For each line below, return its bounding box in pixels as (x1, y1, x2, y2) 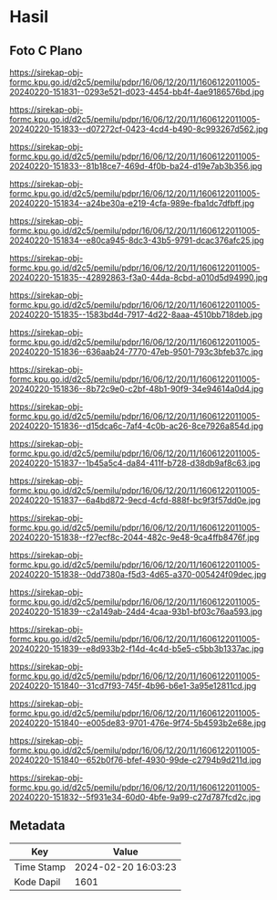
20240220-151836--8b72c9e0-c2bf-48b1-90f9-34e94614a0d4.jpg (9, 384, 264, 394)
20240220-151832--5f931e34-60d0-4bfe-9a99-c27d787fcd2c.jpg (9, 792, 262, 802)
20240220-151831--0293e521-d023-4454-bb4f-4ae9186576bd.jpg (9, 87, 264, 97)
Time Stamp (14, 861, 67, 874)
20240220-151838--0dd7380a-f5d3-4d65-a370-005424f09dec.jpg (9, 569, 267, 579)
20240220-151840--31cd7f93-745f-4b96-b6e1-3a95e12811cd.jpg (9, 681, 257, 691)
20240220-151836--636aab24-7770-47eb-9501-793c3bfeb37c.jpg (9, 346, 263, 357)
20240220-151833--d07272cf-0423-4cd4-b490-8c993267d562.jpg (9, 123, 269, 134)
